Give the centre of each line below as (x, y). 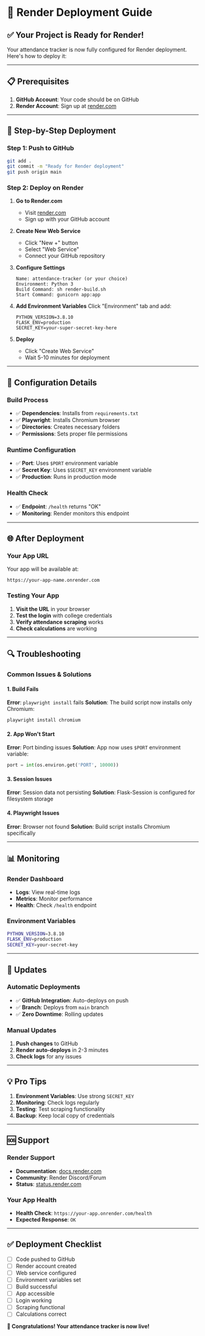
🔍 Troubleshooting (44, 654)
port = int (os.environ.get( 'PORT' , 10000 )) (63, 765)
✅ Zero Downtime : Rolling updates (60, 1014)
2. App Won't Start (31, 734)
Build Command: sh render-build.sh (61, 290)
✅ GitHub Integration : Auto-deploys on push (72, 1000)
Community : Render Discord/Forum (61, 1177)
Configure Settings (40, 268)
